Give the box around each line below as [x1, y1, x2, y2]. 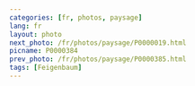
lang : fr [9, 21, 42, 30]
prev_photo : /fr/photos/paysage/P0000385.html [9, 55, 187, 64]
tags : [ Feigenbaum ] [9, 64, 83, 73]
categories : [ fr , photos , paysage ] [9, 13, 143, 22]
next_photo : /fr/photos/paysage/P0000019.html [9, 38, 187, 47]
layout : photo [9, 30, 63, 39]
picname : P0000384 [9, 47, 78, 56]
